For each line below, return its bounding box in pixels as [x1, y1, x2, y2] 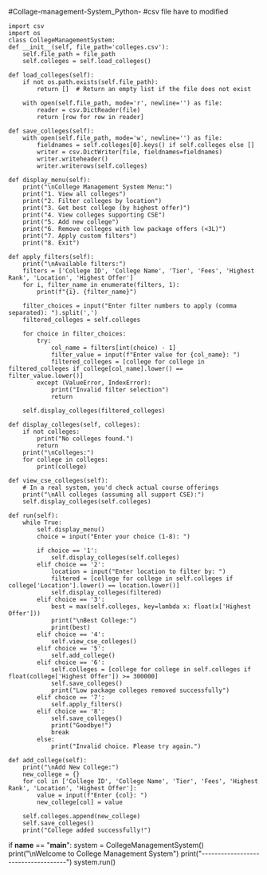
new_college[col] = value [37, 798, 124, 806]
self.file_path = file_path [22, 50, 116, 58]
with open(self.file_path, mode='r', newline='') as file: [22, 99, 223, 107]
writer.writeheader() [37, 155, 109, 163]
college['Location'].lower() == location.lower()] [8, 582, 180, 590]
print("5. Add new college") [22, 218, 120, 226]
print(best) [50, 623, 91, 631]
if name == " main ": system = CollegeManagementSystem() [8, 841, 205, 849]
